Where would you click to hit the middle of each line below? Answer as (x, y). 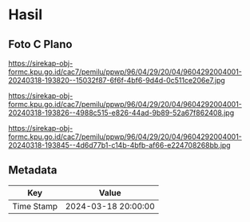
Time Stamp (35, 206)
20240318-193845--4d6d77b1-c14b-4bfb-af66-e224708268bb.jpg (119, 145)
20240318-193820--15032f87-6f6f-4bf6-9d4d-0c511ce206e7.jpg (117, 80)
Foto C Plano (40, 44)
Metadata (33, 170)
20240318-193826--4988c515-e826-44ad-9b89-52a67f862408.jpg (121, 113)
